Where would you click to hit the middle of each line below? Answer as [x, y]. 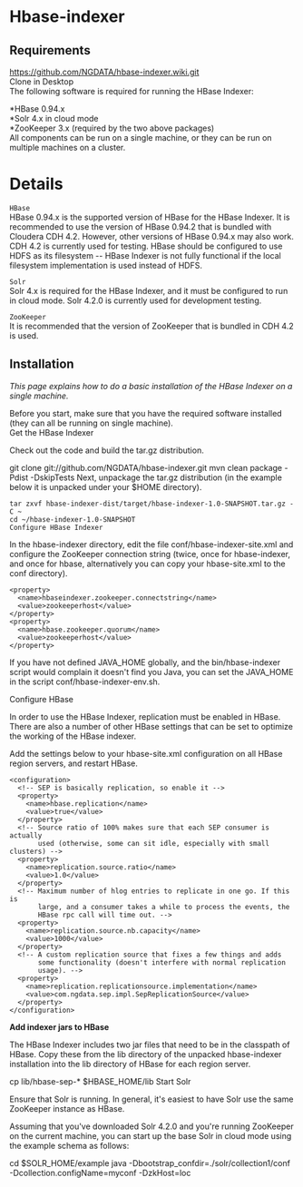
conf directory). [39, 573]
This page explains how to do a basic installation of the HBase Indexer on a [151, 386]
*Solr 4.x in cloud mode [54, 118]
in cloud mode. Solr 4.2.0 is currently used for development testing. [136, 300]
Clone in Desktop [42, 82]
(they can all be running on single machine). [92, 423]
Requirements [50, 50]
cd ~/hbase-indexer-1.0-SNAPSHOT [73, 519]
